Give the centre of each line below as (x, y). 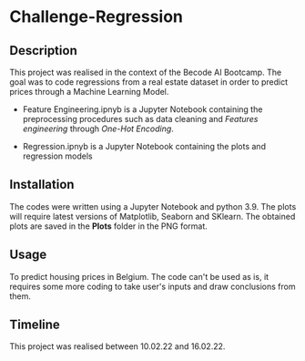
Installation (42, 185)
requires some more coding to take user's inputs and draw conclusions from (152, 286)
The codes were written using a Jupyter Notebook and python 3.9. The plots (153, 206)
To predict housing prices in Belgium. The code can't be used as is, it (139, 276)
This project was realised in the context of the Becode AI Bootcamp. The (146, 72)
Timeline (35, 325)
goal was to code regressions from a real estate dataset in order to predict (149, 82)
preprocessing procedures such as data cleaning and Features (140, 119)
